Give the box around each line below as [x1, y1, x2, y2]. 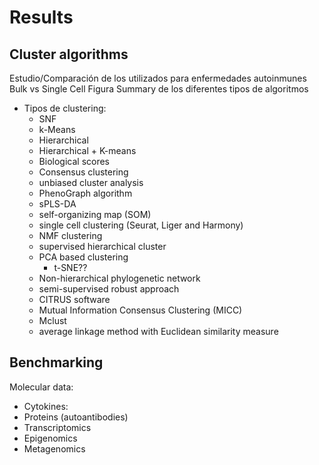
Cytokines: [23, 400, 69, 412]
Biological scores [38, 156, 110, 167]
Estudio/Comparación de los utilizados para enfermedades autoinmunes [9, 72, 307, 84]
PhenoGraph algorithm [38, 187, 133, 199]
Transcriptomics [23, 421, 92, 433]
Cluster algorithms [9, 46, 129, 63]
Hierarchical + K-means [38, 145, 137, 156]
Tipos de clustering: [23, 102, 107, 114]
